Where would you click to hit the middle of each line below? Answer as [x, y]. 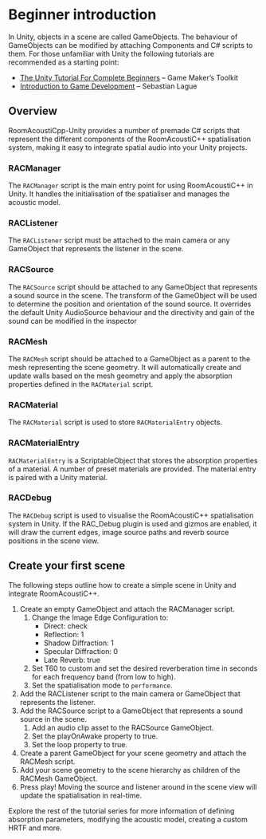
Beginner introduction [82, 15]
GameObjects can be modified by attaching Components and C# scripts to [131, 45]
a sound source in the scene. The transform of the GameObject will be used [133, 295]
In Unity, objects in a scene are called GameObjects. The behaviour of [123, 37]
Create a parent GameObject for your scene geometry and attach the [133, 753]
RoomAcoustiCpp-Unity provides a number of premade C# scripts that [124, 130]
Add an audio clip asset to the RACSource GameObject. [123, 727]
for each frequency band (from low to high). [104, 676]
